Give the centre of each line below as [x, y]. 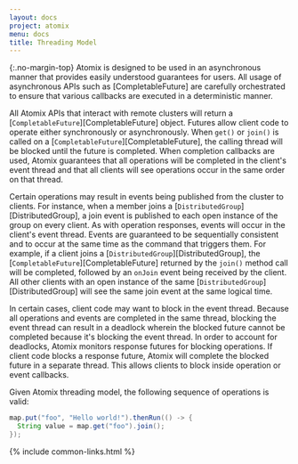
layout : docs [33, 17]
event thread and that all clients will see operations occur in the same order [147, 170]
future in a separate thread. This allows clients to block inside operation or [145, 365]
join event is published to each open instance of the [183, 216]
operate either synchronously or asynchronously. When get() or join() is [144, 132]
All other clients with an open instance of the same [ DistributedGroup [137, 282]
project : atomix [39, 26]
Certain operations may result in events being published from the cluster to [147, 197]
